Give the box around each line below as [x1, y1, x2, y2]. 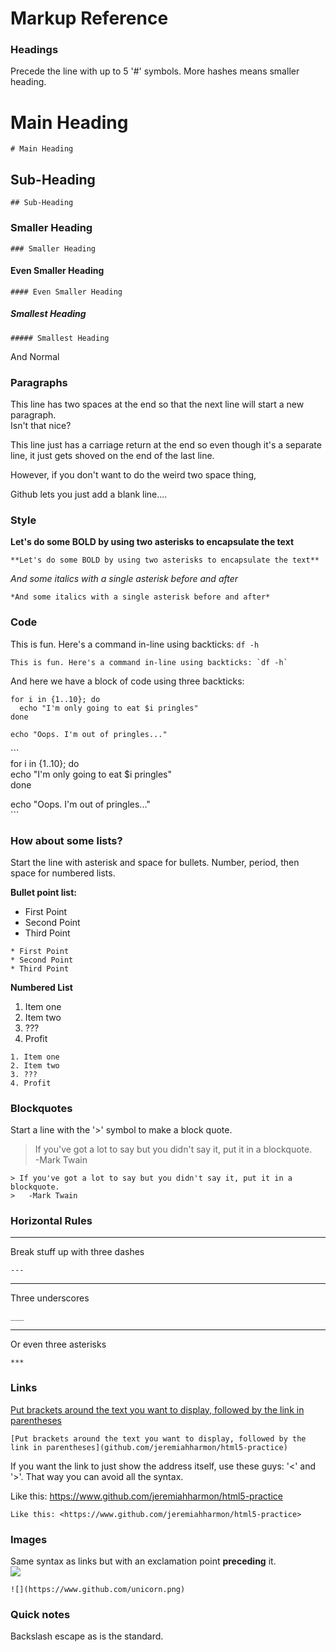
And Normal [10, 350, 60, 362]
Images [10, 1532, 48, 1546]
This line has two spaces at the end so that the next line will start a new [10, 398, 305, 410]
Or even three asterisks [10, 1338, 107, 1351]
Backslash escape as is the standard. [10, 1630, 164, 1642]
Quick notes [10, 1608, 71, 1621]
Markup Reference [10, 7, 169, 30]
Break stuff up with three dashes [10, 1246, 145, 1258]
